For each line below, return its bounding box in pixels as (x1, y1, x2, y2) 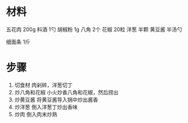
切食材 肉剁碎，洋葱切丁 (14, 81, 73, 88)
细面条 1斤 (6, 38, 30, 45)
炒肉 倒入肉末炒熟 (14, 111, 57, 118)
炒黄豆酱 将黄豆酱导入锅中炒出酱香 (14, 96, 98, 103)
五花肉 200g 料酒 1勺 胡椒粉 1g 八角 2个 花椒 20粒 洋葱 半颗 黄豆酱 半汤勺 (6, 26, 182, 33)
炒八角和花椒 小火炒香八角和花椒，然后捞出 (14, 88, 119, 95)
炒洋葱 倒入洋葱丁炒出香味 (14, 103, 78, 110)
